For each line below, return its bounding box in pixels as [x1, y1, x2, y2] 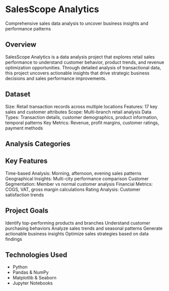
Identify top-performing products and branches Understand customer [5, 220, 150, 226]
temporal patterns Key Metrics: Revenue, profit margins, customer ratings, [5, 119, 159, 126]
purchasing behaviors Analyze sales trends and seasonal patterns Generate [5, 225, 163, 231]
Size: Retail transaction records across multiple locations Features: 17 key [5, 103, 158, 109]
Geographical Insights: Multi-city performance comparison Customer [5, 176, 149, 182]
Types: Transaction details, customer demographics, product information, [5, 114, 158, 120]
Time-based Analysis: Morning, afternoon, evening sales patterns [5, 170, 142, 176]
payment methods [5, 125, 43, 131]
